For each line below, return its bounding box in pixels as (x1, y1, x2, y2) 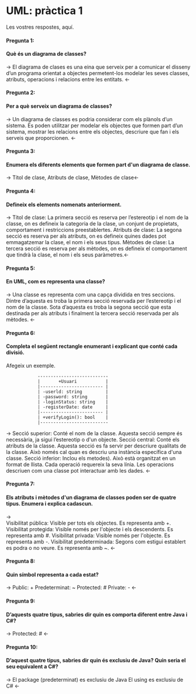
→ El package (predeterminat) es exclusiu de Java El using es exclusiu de (6, 676, 183, 683)
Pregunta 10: (6, 643, 38, 651)
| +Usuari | (37, 378, 109, 384)
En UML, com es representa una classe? (6, 278, 105, 285)
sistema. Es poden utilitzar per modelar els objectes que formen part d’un (6, 122, 183, 129)
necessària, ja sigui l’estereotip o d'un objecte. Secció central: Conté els (6, 436, 180, 443)
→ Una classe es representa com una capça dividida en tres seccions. (6, 291, 176, 298)
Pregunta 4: (6, 187, 36, 194)
